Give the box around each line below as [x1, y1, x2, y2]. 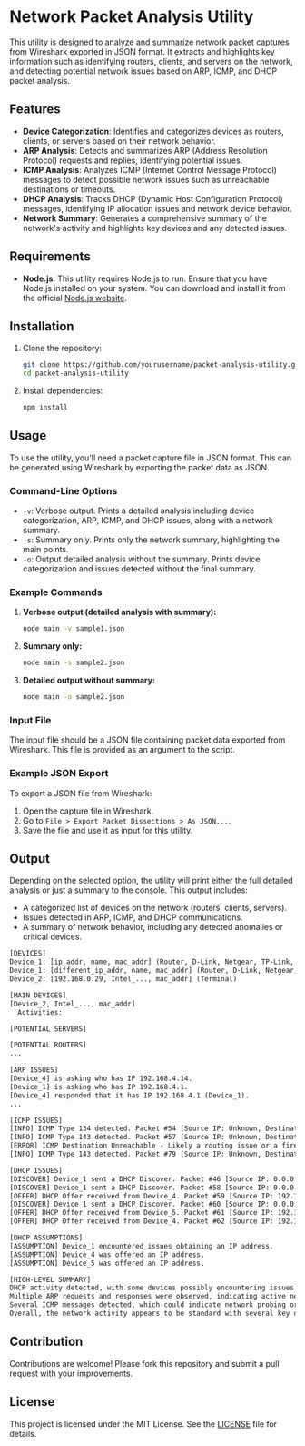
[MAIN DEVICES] [9, 990, 67, 1000]
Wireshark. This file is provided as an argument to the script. [9, 744, 236, 755]
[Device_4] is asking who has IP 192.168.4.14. [9, 1074, 193, 1084]
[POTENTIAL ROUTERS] [9, 1040, 88, 1050]
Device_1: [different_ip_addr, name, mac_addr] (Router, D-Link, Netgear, [9, 966, 299, 976]
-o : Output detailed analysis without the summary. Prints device [22, 553, 261, 565]
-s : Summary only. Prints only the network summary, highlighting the [22, 534, 280, 545]
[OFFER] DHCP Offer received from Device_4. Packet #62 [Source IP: [9, 1217, 274, 1226]
